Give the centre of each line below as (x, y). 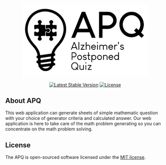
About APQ (23, 101)
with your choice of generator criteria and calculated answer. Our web (78, 118)
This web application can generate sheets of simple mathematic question (81, 113)
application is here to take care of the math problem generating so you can (83, 124)
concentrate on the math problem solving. (49, 129)
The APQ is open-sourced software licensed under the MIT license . (75, 157)
